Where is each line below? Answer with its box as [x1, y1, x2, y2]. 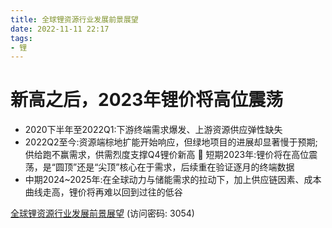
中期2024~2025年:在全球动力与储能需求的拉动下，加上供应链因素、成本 [24, 174, 322, 186]
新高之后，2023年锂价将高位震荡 [10, 89, 284, 111]
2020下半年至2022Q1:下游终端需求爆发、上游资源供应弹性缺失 [24, 124, 283, 136]
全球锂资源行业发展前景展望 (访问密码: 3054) [10, 207, 195, 220]
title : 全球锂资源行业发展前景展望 [10, 14, 139, 25]
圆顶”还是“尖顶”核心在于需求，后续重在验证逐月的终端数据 [54, 161, 295, 173]
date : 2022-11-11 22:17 [10, 24, 110, 34]
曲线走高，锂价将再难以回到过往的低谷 [24, 186, 183, 198]
